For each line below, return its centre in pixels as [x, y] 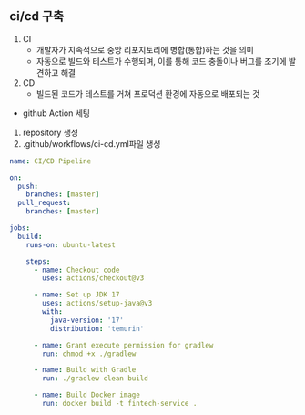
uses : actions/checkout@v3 [93, 278]
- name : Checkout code [76, 270]
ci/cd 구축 [37, 16]
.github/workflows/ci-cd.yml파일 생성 [91, 143]
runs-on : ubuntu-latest [71, 244]
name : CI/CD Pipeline [51, 161]
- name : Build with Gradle [85, 370]
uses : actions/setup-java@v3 [97, 304]
